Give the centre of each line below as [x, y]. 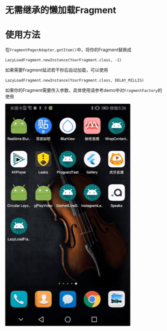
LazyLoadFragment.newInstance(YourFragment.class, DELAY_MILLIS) [74, 80]
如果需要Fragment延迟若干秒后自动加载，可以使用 [57, 70]
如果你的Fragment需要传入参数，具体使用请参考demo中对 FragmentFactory [81, 90]
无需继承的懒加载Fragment [61, 10]
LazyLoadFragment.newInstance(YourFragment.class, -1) [63, 60]
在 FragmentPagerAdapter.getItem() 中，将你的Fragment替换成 [68, 50]
